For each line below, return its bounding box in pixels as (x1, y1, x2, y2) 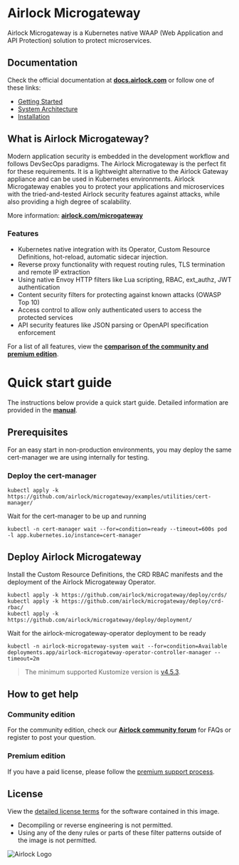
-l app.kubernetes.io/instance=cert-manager (7, 532, 142, 539)
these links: (7, 83, 41, 92)
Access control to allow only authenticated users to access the (17, 305, 202, 314)
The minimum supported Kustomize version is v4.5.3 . (24, 668, 181, 676)
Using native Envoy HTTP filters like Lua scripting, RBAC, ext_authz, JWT (17, 275, 232, 284)
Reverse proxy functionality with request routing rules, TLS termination (17, 260, 225, 269)
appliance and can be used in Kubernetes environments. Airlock (7, 175, 196, 183)
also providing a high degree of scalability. (7, 197, 132, 206)
